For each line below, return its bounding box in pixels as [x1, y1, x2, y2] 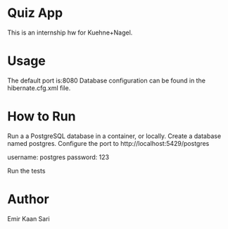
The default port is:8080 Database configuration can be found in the [7, 76, 206, 85]
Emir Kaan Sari [7, 214, 51, 223]
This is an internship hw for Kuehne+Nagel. [7, 28, 133, 37]
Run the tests [7, 166, 46, 175]
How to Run [7, 109, 76, 125]
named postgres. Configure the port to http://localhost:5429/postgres [7, 139, 210, 147]
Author [7, 192, 49, 207]
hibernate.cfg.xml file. [7, 83, 71, 92]
